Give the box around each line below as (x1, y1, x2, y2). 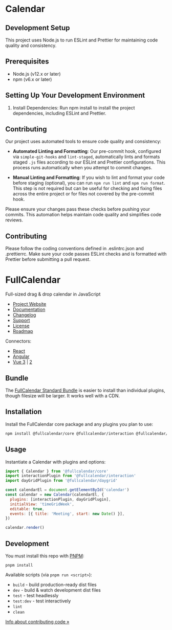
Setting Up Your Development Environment (5, 91, 145, 100)
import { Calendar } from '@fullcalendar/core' (5, 468, 109, 474)
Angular (12, 353, 30, 359)
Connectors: (5, 338, 32, 344)
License (12, 323, 30, 329)
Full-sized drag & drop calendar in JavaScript (5, 291, 101, 297)
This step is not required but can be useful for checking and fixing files (12, 185, 162, 192)
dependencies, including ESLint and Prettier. (12, 110, 106, 116)
